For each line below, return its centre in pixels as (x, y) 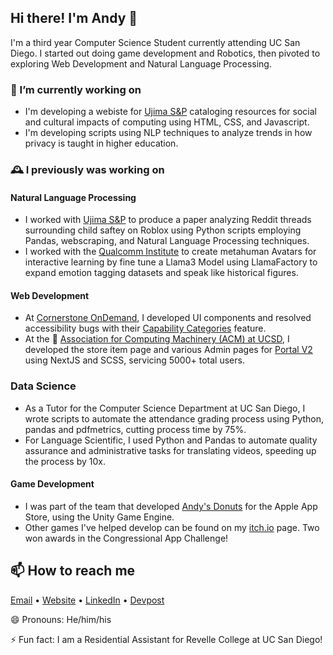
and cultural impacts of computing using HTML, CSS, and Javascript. (167, 122)
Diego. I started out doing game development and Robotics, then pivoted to (165, 53)
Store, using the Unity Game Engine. (99, 517)
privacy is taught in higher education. (101, 143)
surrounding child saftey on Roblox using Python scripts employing (163, 230)
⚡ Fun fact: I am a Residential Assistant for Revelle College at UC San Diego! (166, 639)
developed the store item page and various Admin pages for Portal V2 (168, 350)
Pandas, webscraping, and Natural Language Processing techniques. (167, 241)
